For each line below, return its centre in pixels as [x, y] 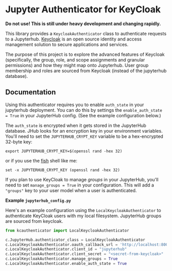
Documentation [31, 92]
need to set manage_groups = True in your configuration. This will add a [80, 185]
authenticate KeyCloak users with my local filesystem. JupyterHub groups [83, 216]
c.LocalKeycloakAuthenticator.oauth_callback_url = [61, 244]
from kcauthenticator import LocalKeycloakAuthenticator [67, 231]
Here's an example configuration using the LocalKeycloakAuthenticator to [83, 210]
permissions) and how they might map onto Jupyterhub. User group [77, 65]
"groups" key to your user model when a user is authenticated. [71, 190]
